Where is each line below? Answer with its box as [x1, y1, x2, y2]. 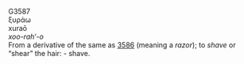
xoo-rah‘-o [8, 32, 44, 41]
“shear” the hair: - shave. [8, 49, 91, 58]
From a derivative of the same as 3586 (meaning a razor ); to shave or [8, 40, 236, 50]
